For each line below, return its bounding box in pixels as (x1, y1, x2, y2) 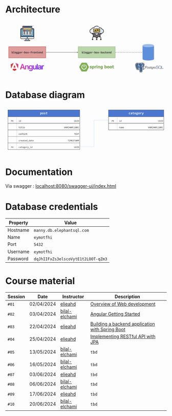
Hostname (7, 227, 30, 233)
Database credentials (5, 201, 98, 213)
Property (9, 220, 29, 226)
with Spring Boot (90, 326, 125, 332)
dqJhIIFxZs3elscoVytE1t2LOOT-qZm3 (34, 256, 107, 262)
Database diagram (5, 89, 85, 101)
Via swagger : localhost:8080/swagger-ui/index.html (5, 183, 117, 189)
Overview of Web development (90, 301, 156, 307)
